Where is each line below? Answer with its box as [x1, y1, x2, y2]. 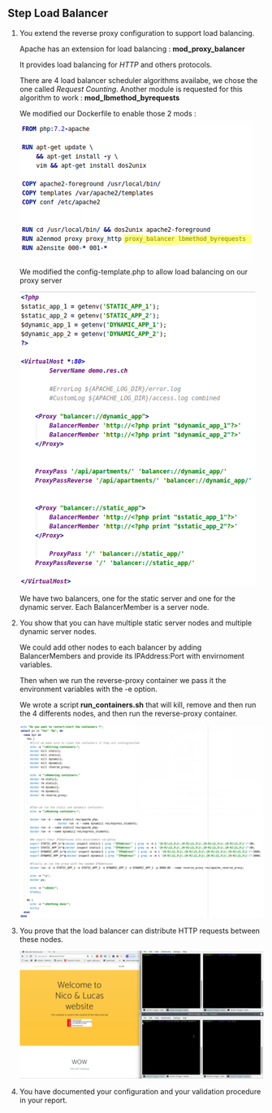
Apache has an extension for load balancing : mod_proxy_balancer [19, 44, 245, 54]
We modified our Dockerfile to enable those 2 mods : [19, 108, 196, 118]
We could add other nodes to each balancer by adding [19, 642, 202, 652]
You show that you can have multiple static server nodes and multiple [19, 618, 253, 628]
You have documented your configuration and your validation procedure [19, 1087, 261, 1097]
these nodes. [19, 934, 64, 944]
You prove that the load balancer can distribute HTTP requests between [19, 926, 261, 936]
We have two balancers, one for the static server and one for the [19, 594, 236, 603]
